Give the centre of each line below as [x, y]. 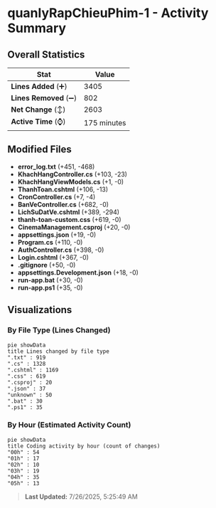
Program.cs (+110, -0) [50, 242]
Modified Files [40, 150]
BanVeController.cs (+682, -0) [63, 204]
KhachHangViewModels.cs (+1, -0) [71, 181]
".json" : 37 [27, 388]
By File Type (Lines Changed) [59, 330]
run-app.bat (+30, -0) [50, 280]
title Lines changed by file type [59, 351]
